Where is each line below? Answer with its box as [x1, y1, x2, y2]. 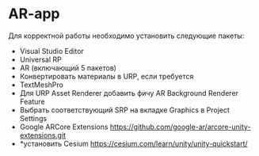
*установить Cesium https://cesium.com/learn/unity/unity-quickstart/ [19, 139, 248, 148]
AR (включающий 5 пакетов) [19, 63, 117, 72]
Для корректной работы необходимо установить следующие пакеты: [8, 31, 245, 40]
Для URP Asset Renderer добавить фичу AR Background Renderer [19, 88, 239, 97]
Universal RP [19, 55, 62, 64]
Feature [19, 97, 45, 106]
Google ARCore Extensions [19, 122, 109, 131]
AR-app [8, 5, 60, 23]
